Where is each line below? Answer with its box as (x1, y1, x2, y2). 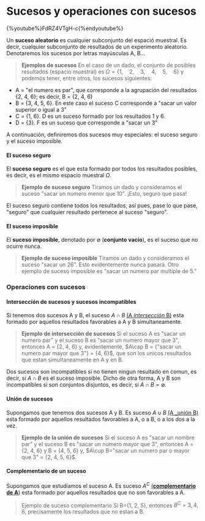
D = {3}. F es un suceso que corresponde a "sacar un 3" (15, 118, 158, 126)
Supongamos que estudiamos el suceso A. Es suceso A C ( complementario (6, 480, 196, 489)
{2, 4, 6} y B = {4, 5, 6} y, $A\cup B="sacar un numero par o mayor (21, 447, 190, 454)
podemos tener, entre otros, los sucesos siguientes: (21, 74, 152, 82)
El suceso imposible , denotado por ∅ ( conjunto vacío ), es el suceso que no (6, 236, 198, 244)
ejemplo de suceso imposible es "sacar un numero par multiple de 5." (21, 268, 197, 275)
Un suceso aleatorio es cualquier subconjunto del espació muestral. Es (6, 36, 187, 44)
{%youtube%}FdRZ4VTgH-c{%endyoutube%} (6, 25, 124, 32)
